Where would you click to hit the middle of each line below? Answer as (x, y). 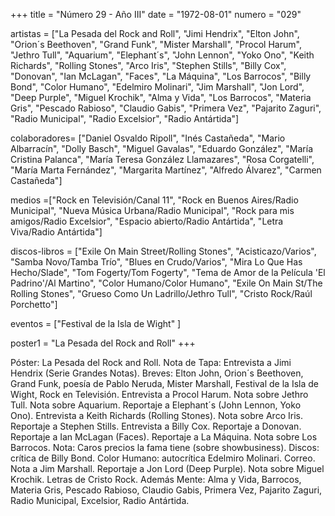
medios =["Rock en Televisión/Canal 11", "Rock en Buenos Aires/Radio (154, 200)
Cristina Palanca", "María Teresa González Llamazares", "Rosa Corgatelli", (162, 159)
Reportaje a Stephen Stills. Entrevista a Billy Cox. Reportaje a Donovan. (156, 426)
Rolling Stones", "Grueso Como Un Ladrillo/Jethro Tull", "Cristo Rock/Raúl (161, 293)
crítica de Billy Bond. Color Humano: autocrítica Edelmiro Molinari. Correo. (163, 458)
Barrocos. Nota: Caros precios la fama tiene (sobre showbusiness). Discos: (165, 447)
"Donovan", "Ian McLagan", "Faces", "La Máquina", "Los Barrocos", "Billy (161, 76)
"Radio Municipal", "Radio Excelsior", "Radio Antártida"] (125, 118)
